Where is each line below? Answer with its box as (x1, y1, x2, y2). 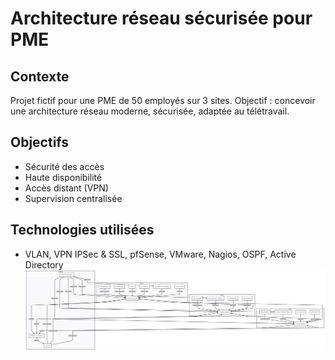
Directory (24, 258, 64, 271)
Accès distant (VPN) (24, 182, 109, 194)
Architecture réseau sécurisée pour (10, 7, 313, 30)
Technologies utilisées (10, 222, 155, 239)
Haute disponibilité (24, 171, 103, 183)
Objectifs (10, 134, 70, 151)
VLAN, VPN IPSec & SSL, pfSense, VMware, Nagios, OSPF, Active (24, 248, 297, 260)
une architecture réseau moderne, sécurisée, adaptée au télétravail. (10, 105, 290, 117)
